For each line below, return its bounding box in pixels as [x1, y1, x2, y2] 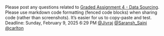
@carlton [5, 25, 24, 31]
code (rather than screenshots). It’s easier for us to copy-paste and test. [5, 15, 152, 20]
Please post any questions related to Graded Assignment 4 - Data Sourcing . [5, 4, 160, 10]
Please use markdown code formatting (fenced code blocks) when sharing [5, 9, 158, 15]
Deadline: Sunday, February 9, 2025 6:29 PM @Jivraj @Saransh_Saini [5, 20, 147, 26]
